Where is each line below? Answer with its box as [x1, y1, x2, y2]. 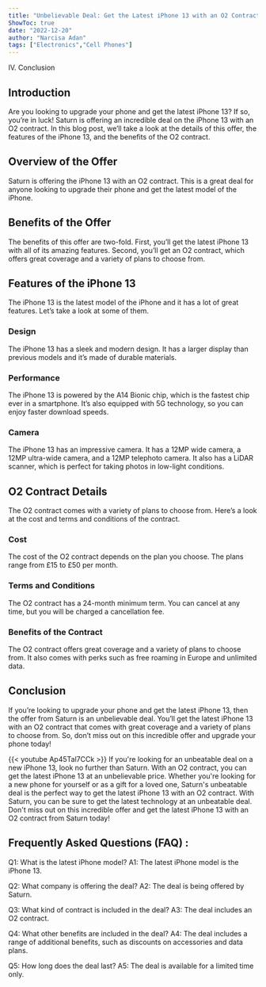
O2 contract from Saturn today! [8, 813, 111, 823]
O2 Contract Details [8, 484, 108, 498]
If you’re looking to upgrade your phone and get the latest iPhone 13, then [8, 705, 249, 714]
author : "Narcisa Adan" [8, 33, 87, 42]
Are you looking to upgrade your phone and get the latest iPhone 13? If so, [8, 106, 251, 116]
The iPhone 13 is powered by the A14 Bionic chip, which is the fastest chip [8, 390, 250, 400]
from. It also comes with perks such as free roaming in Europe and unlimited [8, 652, 257, 662]
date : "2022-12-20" [8, 26, 73, 34]
